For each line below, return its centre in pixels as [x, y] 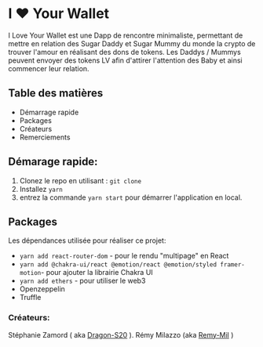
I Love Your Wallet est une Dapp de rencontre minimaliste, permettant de [126, 35]
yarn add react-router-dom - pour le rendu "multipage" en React [124, 256]
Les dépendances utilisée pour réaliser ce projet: [87, 240]
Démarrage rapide [49, 112]
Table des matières [56, 94]
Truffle [30, 298]
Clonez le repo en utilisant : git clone [80, 180]
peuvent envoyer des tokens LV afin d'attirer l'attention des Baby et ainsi [125, 60]
